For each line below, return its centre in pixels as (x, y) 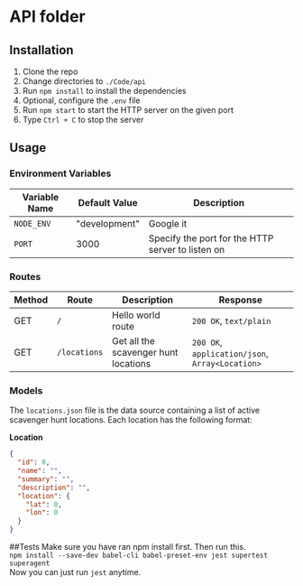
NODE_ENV (32, 223)
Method (31, 300)
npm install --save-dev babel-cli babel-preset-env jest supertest (139, 556)
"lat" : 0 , (44, 504)
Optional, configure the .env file (81, 100)
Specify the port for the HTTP (211, 238)
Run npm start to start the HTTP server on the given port (128, 110)
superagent (30, 563)
